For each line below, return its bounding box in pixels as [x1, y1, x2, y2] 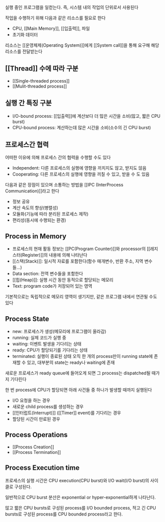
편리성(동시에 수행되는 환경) [12, 217, 66, 223]
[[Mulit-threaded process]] [12, 83, 67, 89]
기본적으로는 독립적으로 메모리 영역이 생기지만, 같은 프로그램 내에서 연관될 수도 [5, 294, 158, 300]
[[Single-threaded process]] [12, 78, 70, 84]
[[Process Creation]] [12, 444, 55, 450]
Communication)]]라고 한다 [5, 188, 59, 194]
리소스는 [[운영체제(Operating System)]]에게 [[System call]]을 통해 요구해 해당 [5, 42, 160, 48]
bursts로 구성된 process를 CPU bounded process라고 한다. [5, 511, 123, 517]
